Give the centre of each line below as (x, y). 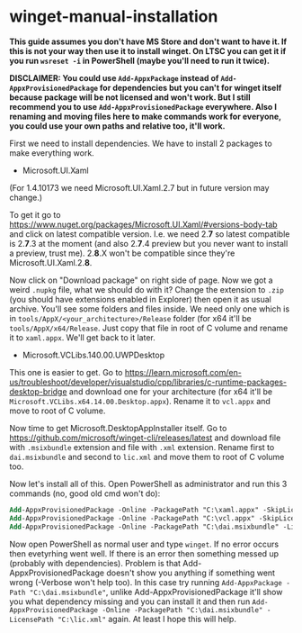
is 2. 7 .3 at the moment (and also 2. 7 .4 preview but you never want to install (149, 243)
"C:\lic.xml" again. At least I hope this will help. (147, 619)
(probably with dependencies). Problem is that (95, 563)
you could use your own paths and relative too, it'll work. (118, 126)
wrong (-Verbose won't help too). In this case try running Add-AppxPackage (146, 582)
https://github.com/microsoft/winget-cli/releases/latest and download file (145, 438)
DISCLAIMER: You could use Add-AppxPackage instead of (114, 77)
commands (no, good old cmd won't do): (85, 493)
